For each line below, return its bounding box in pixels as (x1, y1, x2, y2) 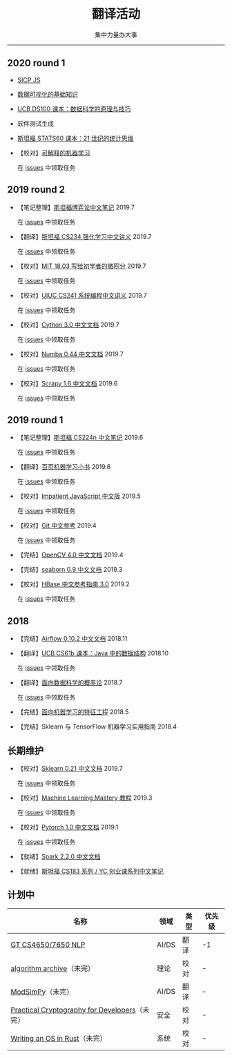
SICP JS (17, 75, 41, 84)
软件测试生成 (17, 119, 54, 128)
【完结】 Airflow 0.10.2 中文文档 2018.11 (17, 635, 128, 643)
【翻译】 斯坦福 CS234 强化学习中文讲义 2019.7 (17, 232, 152, 240)
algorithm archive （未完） (10, 963, 95, 973)
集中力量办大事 (95, 30, 137, 39)
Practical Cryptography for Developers (10, 1005, 136, 1014)
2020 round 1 (7, 57, 66, 69)
